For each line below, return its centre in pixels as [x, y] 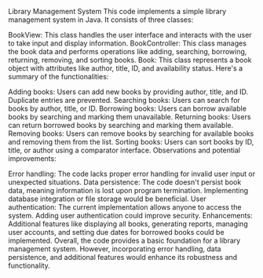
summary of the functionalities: [58, 77]
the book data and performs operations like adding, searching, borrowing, [128, 51]
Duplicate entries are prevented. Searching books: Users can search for [124, 100]
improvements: [32, 159]
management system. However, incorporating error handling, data [115, 249]
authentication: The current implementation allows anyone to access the [125, 207]
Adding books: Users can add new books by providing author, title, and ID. [128, 92]
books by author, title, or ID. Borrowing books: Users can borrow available [128, 108]
